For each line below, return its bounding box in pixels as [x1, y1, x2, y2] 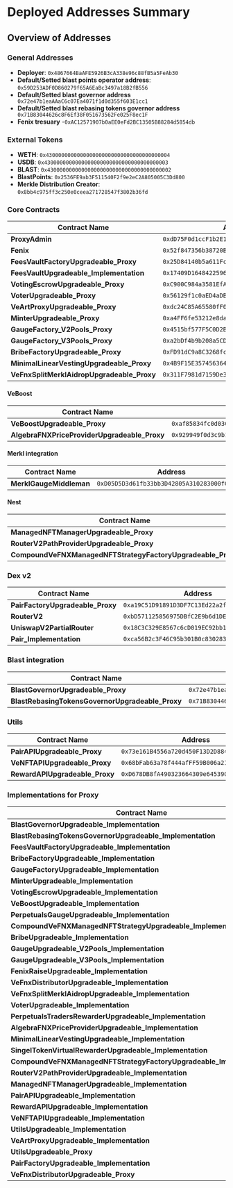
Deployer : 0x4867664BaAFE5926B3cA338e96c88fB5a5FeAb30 [17, 68, 179, 76]
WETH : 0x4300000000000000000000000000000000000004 [17, 151, 171, 159]
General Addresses [7, 53, 74, 63]
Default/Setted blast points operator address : [17, 76, 151, 84]
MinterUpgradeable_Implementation [10, 876, 133, 886]
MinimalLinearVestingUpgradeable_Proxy [10, 358, 151, 368]
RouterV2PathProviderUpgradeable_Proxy [10, 539, 154, 549]
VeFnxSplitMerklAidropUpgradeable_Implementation [10, 989, 190, 999]
